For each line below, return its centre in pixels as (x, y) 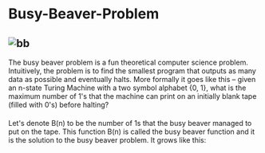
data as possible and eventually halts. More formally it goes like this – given (132, 79)
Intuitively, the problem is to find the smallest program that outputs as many (132, 71)
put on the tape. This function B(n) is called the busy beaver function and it (132, 131)
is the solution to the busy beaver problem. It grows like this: (107, 139)
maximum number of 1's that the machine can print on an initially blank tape (132, 96)
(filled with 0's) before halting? (59, 105)
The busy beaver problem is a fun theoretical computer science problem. (129, 62)
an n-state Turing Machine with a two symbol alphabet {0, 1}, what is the (127, 88)
